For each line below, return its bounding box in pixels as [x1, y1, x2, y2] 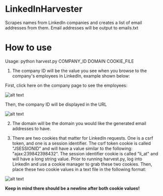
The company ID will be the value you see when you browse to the [12, 68, 147, 73]
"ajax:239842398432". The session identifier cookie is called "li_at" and [12, 150, 159, 156]
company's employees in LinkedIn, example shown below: [12, 73, 130, 79]
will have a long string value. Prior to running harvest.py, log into [12, 156, 142, 162]
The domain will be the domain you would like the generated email [12, 120, 146, 126]
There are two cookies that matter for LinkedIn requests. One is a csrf [12, 135, 153, 141]
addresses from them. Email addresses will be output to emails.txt [5, 24, 138, 30]
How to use [5, 42, 52, 53]
